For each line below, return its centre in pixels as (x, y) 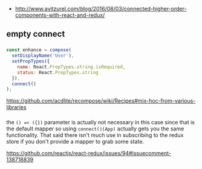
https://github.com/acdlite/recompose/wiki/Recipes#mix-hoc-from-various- (101, 101)
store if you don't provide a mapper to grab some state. (75, 142)
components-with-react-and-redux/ (60, 15)
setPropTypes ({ (31, 62)
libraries (16, 107)
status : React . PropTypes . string (58, 72)
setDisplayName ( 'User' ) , (43, 56)
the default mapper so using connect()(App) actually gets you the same (95, 129)
